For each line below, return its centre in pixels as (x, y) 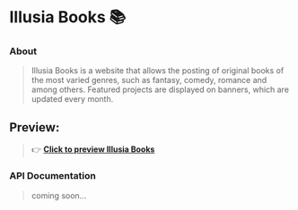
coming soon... (59, 195)
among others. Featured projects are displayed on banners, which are (160, 89)
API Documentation (53, 176)
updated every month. (72, 99)
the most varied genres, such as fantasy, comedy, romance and (149, 80)
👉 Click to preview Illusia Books (93, 149)
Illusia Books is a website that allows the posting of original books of (158, 71)
